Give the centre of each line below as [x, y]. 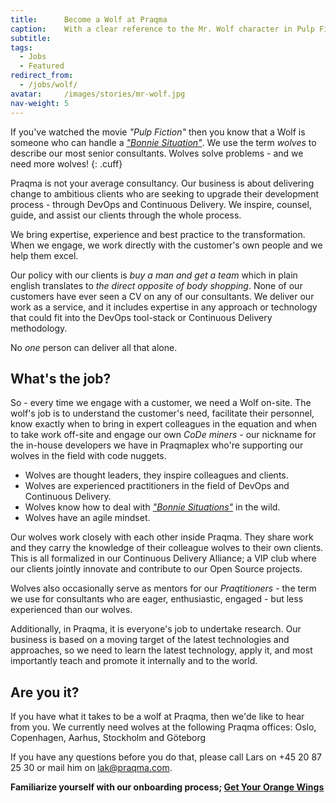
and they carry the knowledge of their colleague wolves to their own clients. [167, 548]
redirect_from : [42, 76]
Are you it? [45, 692]
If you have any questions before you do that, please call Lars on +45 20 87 [166, 757]
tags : [21, 47]
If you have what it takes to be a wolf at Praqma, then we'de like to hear [157, 717]
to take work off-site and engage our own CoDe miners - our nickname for [163, 435]
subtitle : [31, 38]
